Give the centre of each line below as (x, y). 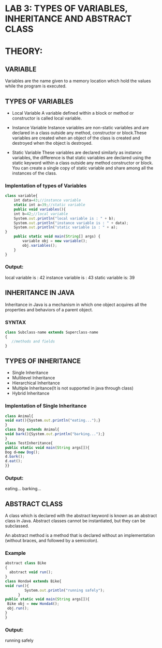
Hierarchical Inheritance (36, 383)
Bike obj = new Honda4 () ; (33, 604)
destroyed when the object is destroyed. (52, 143)
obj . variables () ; (40, 245)
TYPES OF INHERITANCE (43, 361)
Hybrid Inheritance (31, 393)
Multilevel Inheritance (33, 378)
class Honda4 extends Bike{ (33, 581)
